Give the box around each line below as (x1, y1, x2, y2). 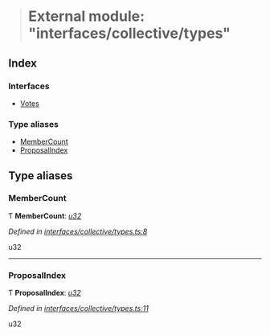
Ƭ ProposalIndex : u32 (8, 288, 82, 298)
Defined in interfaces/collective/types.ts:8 (8, 227, 148, 236)
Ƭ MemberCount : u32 (8, 210, 82, 220)
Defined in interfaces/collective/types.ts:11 (8, 304, 149, 313)
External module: (27, 7, 145, 26)
